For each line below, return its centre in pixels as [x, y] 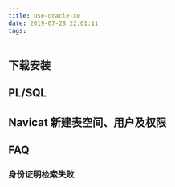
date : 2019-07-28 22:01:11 [53, 23]
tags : [17, 30]
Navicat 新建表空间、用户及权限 [87, 122]
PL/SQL [27, 93]
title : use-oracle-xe [45, 16]
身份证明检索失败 [41, 174]
